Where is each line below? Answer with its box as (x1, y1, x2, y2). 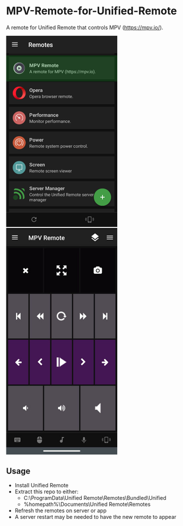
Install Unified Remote (14, 482, 69, 489)
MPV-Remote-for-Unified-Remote (6, 4, 178, 18)
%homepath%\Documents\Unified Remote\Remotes (23, 501, 151, 508)
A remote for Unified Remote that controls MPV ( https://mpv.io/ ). (6, 24, 164, 31)
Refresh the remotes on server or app (14, 507, 107, 514)
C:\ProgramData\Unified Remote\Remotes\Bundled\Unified (23, 494, 167, 502)
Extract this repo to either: (14, 488, 79, 495)
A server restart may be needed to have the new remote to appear (14, 514, 176, 521)
